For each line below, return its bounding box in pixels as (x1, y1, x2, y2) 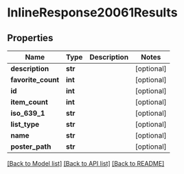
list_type (10, 120, 40, 129)
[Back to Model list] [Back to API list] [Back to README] (7, 160, 165, 167)
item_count (10, 97, 48, 107)
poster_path (10, 142, 51, 151)
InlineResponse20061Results (7, 5, 178, 21)
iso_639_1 (10, 108, 45, 118)
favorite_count (10, 75, 60, 84)
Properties (7, 32, 54, 44)
